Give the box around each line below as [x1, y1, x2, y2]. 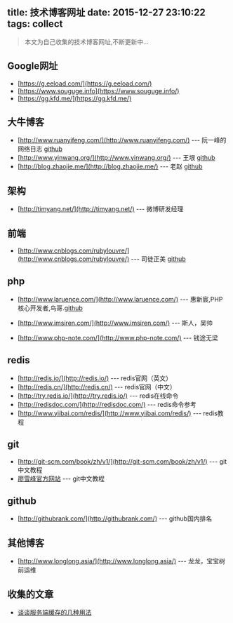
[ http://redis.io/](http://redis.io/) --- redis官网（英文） [17, 374, 173, 382]
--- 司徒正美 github [131, 255, 186, 263]
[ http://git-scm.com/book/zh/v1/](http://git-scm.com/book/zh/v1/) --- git [17, 457, 227, 465]
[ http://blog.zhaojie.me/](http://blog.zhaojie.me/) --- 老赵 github [17, 162, 203, 170]
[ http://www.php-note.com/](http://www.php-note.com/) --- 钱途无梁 [17, 333, 219, 342]
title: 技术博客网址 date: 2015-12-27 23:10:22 [7, 6, 206, 19]
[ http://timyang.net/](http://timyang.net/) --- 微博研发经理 [17, 205, 184, 213]
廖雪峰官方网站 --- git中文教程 [17, 474, 105, 483]
